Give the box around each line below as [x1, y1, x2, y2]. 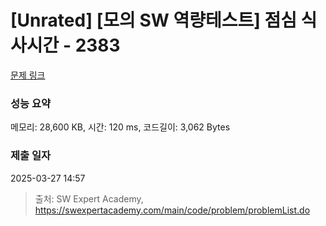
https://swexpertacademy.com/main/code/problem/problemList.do [34, 204, 311, 216]
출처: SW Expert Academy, [34, 192, 144, 205]
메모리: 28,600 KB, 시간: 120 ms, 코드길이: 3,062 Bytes [10, 121, 231, 133]
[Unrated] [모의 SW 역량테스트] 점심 [10, 9, 297, 32]
